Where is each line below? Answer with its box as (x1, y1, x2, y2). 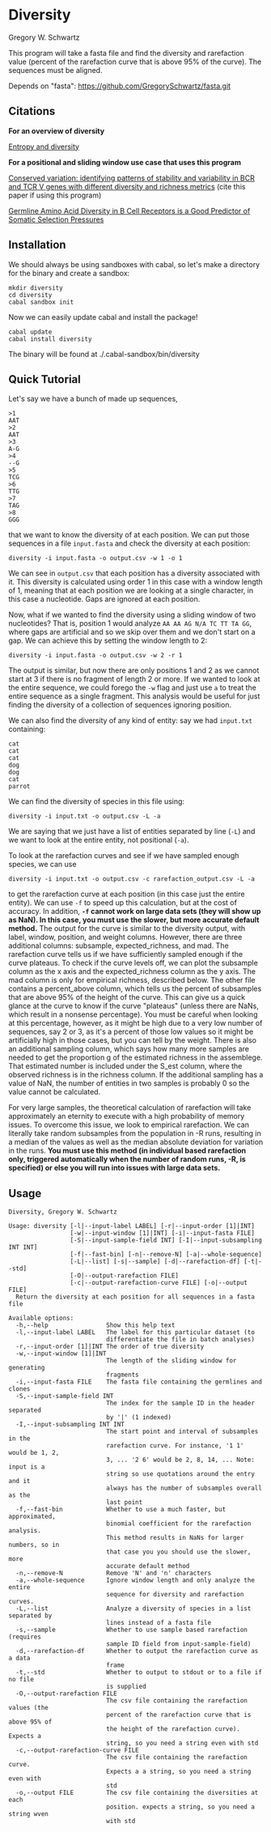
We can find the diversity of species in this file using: (8, 797, 184, 806)
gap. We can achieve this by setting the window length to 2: (8, 635, 208, 645)
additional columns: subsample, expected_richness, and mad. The (8, 941, 229, 950)
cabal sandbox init (8, 298, 74, 306)
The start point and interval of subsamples (106, 1427, 259, 1436)
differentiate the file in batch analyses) (106, 1336, 255, 1344)
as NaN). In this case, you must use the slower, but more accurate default (8, 915, 260, 925)
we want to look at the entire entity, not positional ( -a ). (8, 835, 189, 845)
